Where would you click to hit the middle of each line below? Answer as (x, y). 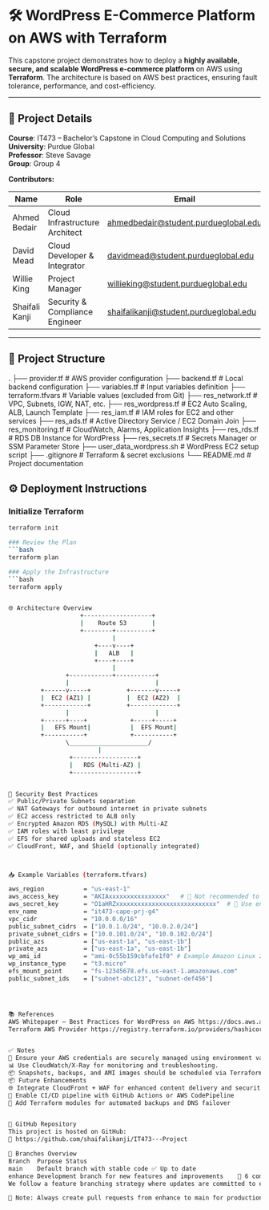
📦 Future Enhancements (48, 1080)
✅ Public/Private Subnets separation (72, 802)
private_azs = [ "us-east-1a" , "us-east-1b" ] (100, 949)
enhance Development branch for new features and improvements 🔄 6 (128, 1176)
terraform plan (34, 557)
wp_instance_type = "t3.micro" (68, 964)
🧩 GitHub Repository (43, 1124)
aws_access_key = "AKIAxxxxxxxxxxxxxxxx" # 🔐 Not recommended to (134, 897)
